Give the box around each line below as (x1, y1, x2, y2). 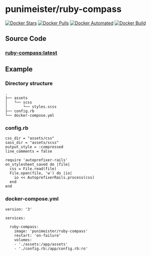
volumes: (14, 237, 32, 243)
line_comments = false (5, 149, 52, 154)
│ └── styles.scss (5, 104, 57, 109)
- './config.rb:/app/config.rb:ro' (14, 246, 88, 251)
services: (5, 216, 26, 221)
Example (5, 65, 33, 73)
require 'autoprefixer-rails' (5, 158, 68, 163)
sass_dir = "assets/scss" (5, 140, 59, 145)
